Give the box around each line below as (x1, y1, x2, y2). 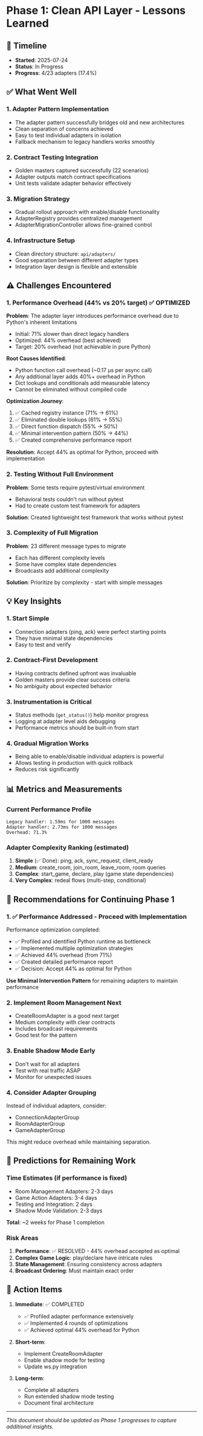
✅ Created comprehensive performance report (14, 436, 132, 444)
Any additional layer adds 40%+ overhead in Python (14, 373, 146, 381)
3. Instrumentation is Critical (6, 697, 92, 706)
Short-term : (14, 1338, 46, 1345)
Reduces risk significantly (14, 765, 80, 773)
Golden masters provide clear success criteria (14, 676, 130, 683)
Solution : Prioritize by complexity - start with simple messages (6, 578, 163, 586)
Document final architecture (24, 1399, 94, 1406)
